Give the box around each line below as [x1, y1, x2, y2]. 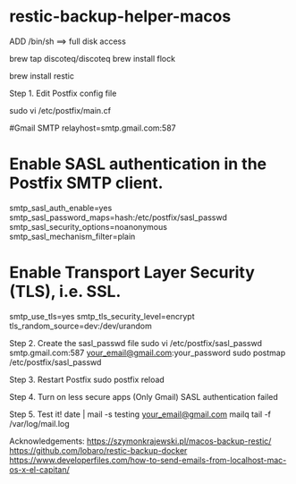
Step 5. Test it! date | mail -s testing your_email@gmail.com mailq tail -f [9, 409, 271, 420]
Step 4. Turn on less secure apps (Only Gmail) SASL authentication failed [9, 391, 279, 402]
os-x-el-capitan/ [9, 463, 70, 475]
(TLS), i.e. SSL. [9, 282, 122, 301]
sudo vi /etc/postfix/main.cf [9, 105, 112, 115]
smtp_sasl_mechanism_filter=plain [9, 231, 136, 242]
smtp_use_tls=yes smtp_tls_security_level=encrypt [9, 310, 195, 321]
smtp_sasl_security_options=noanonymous [9, 221, 168, 232]
